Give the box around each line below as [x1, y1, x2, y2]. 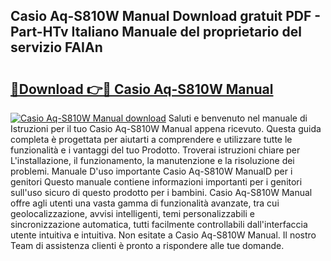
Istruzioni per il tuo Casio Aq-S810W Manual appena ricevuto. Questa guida [10, 123, 322, 134]
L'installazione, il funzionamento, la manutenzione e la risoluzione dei [10, 155, 295, 166]
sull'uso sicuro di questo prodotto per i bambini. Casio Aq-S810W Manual [10, 187, 313, 198]
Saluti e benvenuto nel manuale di [168, 112, 308, 124]
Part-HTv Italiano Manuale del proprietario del [10, 24, 302, 41]
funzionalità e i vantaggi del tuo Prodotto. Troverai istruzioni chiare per [10, 144, 301, 156]
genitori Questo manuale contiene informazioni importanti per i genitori [10, 176, 303, 188]
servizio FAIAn [10, 39, 103, 56]
